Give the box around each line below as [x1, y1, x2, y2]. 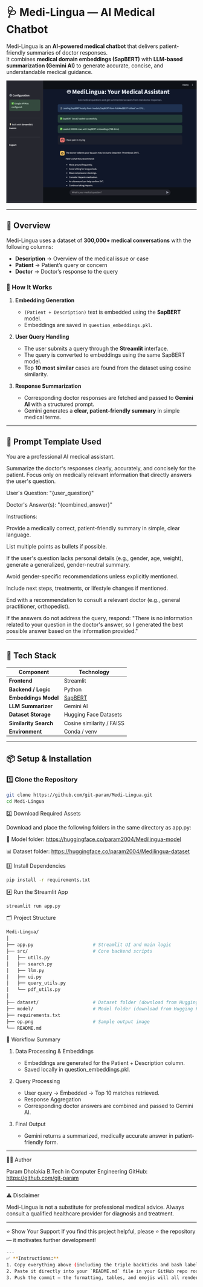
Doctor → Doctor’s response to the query [14, 268, 118, 275]
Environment [8, 728, 42, 735]
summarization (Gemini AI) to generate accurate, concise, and [6, 62, 164, 69]
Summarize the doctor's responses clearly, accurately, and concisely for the [6, 464, 196, 471]
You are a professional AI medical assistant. [6, 453, 115, 460]
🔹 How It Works [6, 283, 53, 291]
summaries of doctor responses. [27, 49, 108, 56]
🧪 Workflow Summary [6, 1036, 60, 1043]
